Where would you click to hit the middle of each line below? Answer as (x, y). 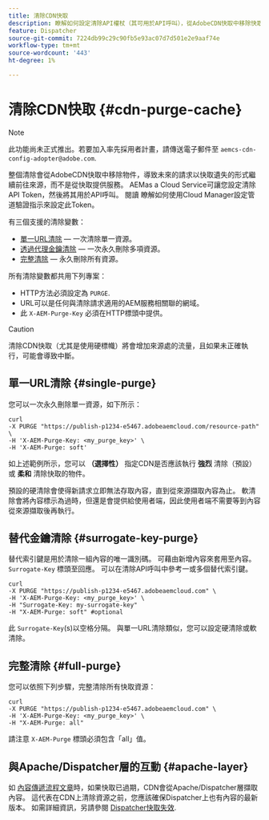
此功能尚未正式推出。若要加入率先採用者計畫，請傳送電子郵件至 (113, 148)
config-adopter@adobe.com (51, 158)
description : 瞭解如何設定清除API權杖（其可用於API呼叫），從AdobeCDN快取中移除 (130, 23)
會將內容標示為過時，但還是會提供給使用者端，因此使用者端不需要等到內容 (138, 500)
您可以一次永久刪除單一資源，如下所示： (75, 404)
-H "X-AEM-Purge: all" (46, 723)
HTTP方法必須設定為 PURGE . (65, 293)
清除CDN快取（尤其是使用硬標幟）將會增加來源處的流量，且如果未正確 (125, 345)
